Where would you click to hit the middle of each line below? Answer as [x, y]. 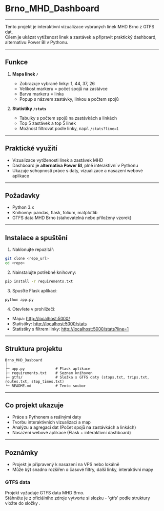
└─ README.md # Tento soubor [46, 386]
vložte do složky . [23, 503]
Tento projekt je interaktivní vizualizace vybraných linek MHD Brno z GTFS [80, 26]
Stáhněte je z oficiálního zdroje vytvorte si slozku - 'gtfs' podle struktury [78, 498]
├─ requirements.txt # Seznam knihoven [49, 373]
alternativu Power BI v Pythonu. [37, 42]
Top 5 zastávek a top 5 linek [48, 123]
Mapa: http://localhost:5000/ [41, 318]
